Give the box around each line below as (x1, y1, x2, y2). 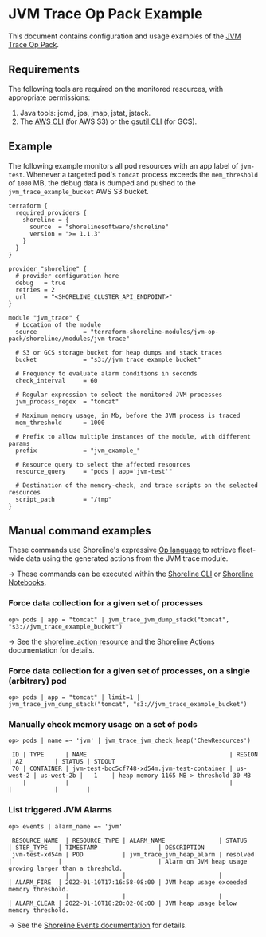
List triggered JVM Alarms (8, 804, 113, 816)
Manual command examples (8, 524, 151, 538)
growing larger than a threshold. (8, 864, 123, 872)
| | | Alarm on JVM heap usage (8, 857, 248, 865)
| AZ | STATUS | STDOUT (8, 758, 115, 766)
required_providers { (15, 208, 88, 216)
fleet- (237, 545, 256, 555)
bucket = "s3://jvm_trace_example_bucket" (15, 355, 201, 363)
